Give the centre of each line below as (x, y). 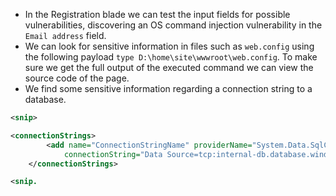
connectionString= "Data (113, 154)
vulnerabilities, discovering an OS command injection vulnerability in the (173, 25)
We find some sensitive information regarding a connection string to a (168, 88)
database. (45, 99)
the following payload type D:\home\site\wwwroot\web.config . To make (171, 57)
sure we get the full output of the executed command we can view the (169, 67)
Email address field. (65, 35)
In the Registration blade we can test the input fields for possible (157, 14)
